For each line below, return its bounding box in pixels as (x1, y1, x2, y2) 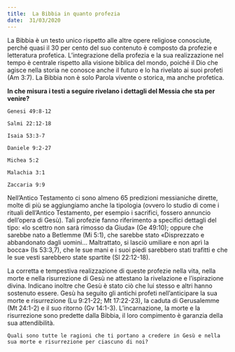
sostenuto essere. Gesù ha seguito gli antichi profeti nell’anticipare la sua (7, 288, 218, 297)
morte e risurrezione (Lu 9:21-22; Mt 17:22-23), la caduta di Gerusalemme (7, 296, 220, 304)
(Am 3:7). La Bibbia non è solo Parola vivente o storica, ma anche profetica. (7, 73, 225, 81)
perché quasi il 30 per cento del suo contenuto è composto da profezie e (7, 43, 218, 52)
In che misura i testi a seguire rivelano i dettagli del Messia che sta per (7, 87, 215, 95)
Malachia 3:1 (7, 169, 45, 176)
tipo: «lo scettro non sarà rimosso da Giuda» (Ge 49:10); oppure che (7, 223, 204, 232)
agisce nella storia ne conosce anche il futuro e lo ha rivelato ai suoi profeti (7, 66, 223, 74)
